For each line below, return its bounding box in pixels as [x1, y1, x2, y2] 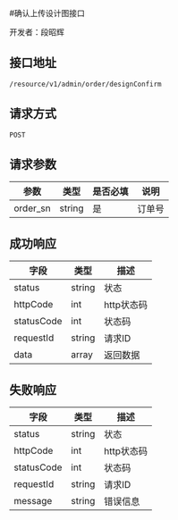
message [13, 495, 53, 507]
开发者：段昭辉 [9, 27, 64, 38]
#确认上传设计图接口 [9, 8, 85, 18]
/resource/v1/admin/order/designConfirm [9, 80, 163, 88]
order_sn [13, 202, 51, 214]
